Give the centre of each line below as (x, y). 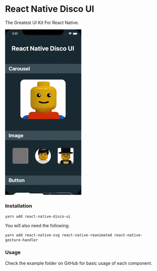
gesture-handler (21, 240)
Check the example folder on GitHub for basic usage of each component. (79, 263)
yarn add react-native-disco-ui (38, 217)
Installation (19, 205)
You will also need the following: (37, 226)
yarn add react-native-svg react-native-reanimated (59, 235)
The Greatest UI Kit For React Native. (42, 23)
